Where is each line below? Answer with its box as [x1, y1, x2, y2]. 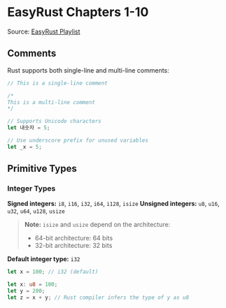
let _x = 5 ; [7, 143, 42, 150]
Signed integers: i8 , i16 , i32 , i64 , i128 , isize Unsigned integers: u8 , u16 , [7, 200, 220, 208]
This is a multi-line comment [7, 98, 96, 105]
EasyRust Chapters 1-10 [7, 4, 149, 20]
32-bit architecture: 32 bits [34, 242, 113, 250]
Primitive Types [7, 163, 77, 175]
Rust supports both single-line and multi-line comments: [7, 66, 169, 74]
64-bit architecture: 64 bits [34, 234, 113, 242]
